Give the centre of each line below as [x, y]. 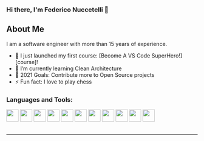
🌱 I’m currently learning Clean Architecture [68, 68]
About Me [25, 29]
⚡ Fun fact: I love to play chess [53, 82]
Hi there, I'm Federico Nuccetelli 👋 [58, 10]
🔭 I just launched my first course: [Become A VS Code [83, 55]
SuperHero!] [167, 55]
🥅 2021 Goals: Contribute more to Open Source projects [85, 74]
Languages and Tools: [39, 99]
